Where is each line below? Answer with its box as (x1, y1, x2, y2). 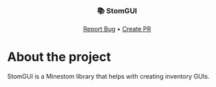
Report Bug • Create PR (83, 24, 151, 33)
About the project (7, 49, 111, 65)
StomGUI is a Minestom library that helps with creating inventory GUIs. (7, 72, 210, 80)
